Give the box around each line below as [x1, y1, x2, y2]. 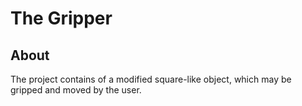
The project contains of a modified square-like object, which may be [10, 73, 292, 85]
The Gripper [10, 7, 113, 30]
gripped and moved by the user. [10, 84, 142, 96]
